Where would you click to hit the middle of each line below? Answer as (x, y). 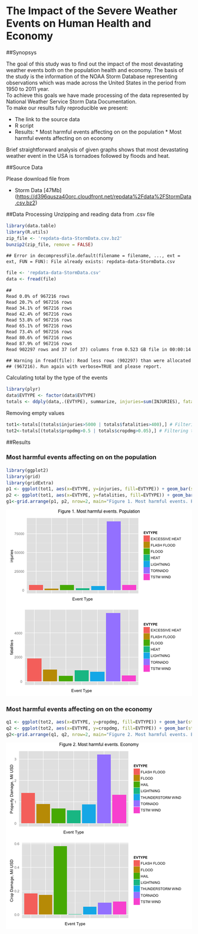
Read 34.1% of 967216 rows (39, 309)
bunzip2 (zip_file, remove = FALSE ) (50, 244)
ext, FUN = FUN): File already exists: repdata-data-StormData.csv (91, 262)
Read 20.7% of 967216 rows (39, 303)
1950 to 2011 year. (28, 89)
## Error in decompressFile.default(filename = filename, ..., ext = (93, 256)
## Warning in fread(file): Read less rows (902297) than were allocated (99, 361)
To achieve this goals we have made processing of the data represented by (97, 95)
